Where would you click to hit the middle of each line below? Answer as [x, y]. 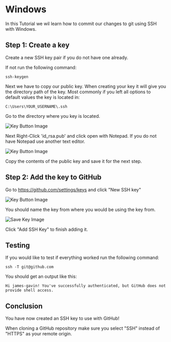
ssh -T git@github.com [29, 267]
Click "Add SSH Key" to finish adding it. [47, 229]
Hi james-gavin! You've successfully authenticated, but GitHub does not [86, 286]
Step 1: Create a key [38, 45]
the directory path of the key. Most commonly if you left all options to [78, 92]
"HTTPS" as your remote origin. [39, 334]
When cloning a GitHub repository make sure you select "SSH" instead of [83, 328]
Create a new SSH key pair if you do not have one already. [67, 57]
